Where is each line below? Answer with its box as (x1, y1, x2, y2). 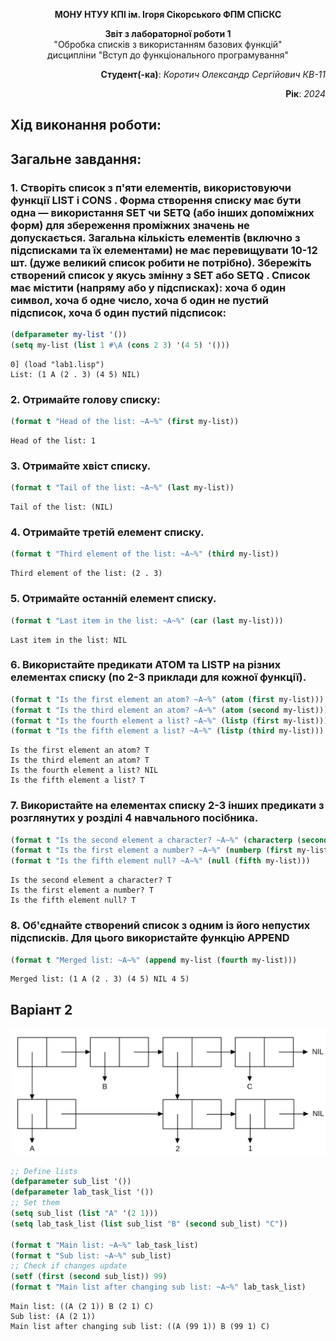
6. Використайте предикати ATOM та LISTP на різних (10, 658, 282, 672)
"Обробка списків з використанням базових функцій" (53, 39, 283, 50)
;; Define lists (10, 1166, 78, 1176)
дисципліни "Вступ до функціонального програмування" (47, 49, 289, 61)
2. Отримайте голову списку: (10, 392, 161, 406)
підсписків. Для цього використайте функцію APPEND (10, 931, 290, 945)
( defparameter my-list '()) (10, 330, 128, 340)
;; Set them (10, 1198, 60, 1208)
